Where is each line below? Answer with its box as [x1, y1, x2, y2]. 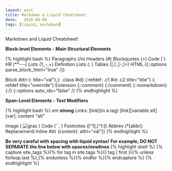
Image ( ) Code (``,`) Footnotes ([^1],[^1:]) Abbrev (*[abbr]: [5, 123, 143, 129]
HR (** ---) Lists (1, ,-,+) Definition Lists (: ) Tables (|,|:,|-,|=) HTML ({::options [5, 61, 167, 67]
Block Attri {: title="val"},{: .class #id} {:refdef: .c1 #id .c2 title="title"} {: [5, 77, 156, 83]
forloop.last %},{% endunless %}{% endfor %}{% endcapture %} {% [5, 155, 152, 161]
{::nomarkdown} [132, 82, 167, 88]
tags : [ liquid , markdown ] [5, 22, 61, 27]
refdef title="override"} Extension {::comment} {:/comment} [5, 82, 132, 88]
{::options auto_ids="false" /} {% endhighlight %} [13, 88, 118, 94]
